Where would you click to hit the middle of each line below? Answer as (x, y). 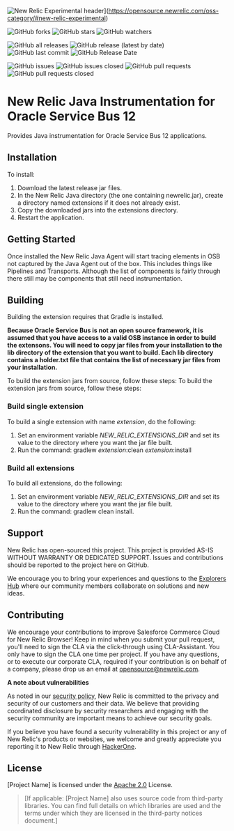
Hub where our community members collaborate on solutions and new (108, 586)
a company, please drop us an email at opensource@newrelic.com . (104, 669)
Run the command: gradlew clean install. (76, 511)
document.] (41, 821)
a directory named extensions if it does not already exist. (99, 203)
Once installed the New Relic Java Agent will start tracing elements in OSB (114, 256)
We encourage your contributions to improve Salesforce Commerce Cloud (114, 632)
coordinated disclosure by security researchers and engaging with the (108, 710)
